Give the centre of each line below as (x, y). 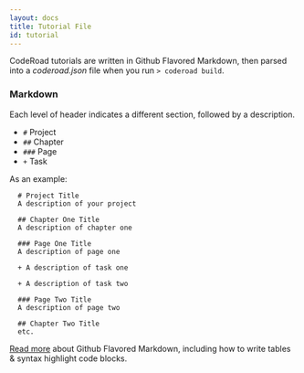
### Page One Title (55, 243)
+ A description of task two (73, 283)
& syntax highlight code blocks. (68, 358)
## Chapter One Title (59, 219)
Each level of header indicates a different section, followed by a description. (152, 114)
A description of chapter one (75, 228)
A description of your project (77, 203)
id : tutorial (34, 35)
